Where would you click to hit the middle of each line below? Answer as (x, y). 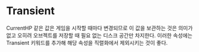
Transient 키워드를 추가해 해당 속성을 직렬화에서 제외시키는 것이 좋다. (87, 43)
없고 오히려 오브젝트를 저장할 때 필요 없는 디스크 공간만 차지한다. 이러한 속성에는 (99, 35)
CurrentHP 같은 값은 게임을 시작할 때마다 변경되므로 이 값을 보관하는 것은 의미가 (99, 28)
